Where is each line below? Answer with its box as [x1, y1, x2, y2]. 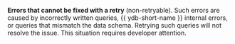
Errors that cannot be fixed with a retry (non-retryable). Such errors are [7, 6, 220, 14]
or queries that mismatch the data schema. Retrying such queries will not [7, 21, 222, 29]
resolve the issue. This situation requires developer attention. [7, 28, 187, 37]
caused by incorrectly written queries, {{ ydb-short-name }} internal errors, [7, 13, 228, 22]
